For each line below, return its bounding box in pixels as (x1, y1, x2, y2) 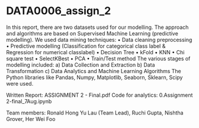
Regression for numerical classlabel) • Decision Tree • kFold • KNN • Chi (6, 48, 185, 55)
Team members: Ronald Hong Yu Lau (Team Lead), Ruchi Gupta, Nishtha (6, 109, 184, 116)
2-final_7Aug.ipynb (6, 97, 52, 104)
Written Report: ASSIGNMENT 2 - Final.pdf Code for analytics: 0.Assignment (6, 91, 193, 99)
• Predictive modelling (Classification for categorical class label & (6, 42, 166, 50)
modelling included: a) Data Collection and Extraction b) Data (6, 61, 155, 68)
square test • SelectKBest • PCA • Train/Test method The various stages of (6, 55, 191, 62)
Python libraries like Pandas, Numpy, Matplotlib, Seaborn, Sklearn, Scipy (6, 74, 183, 81)
